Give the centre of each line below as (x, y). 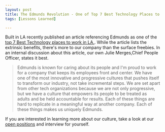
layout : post (18, 10)
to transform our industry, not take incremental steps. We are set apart (89, 83)
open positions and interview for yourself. (47, 124)
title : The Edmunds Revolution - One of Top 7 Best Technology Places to (82, 14)
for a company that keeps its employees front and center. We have (85, 73)
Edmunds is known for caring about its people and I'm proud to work (87, 67)
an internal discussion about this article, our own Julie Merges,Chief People (82, 53)
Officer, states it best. (27, 58)
